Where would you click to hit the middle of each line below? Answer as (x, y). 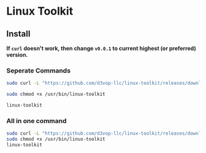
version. (17, 55)
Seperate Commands (39, 70)
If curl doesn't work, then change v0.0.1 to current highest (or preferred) (101, 48)
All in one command (36, 121)
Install (18, 34)
